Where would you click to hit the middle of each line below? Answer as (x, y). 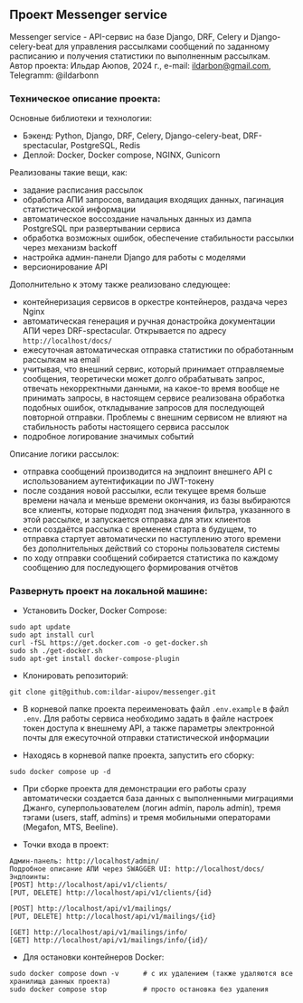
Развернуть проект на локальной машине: (109, 591)
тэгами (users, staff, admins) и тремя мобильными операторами (147, 818)
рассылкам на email (61, 360)
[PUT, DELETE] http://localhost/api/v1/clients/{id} (111, 893)
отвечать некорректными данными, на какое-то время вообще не (151, 389)
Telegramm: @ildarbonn (54, 75)
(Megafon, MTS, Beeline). (71, 828)
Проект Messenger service (89, 15)
